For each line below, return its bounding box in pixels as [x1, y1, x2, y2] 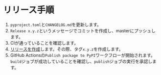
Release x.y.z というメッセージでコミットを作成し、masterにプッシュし [10, 27, 156, 33]
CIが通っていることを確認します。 [10, 40, 79, 46]
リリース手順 [3, 4, 54, 16]
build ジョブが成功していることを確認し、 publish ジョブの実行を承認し [10, 58, 153, 64]
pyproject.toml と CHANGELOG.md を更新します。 [10, 22, 102, 27]
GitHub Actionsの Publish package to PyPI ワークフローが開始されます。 [10, 52, 156, 58]
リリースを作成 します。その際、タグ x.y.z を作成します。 [10, 46, 124, 52]
